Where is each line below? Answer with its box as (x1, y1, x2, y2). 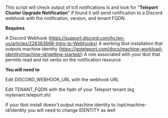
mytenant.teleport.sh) (5, 92, 51, 98)
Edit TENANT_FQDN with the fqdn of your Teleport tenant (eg (5, 86, 134, 92)
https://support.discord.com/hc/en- (50, 35, 125, 41)
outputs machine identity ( (5, 46, 61, 52)
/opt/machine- (116, 102, 147, 108)
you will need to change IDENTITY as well (28, 107, 116, 113)
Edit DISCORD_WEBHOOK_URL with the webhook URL (5, 77, 119, 82)
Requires (5, 25, 25, 31)
